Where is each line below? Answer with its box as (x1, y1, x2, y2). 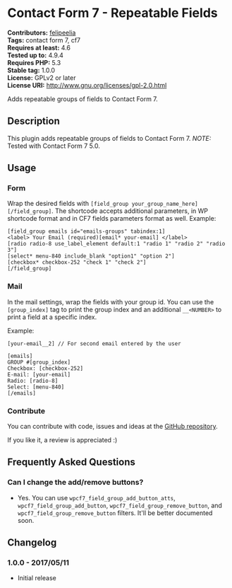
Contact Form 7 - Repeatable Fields (7, 5, 218, 21)
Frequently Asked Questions (7, 456, 136, 468)
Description (7, 115, 60, 127)
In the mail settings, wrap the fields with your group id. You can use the (7, 297, 214, 306)
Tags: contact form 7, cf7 (7, 35, 81, 44)
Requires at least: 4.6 (7, 43, 71, 52)
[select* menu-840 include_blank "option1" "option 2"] (7, 253, 175, 260)
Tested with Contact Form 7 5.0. (7, 142, 100, 150)
